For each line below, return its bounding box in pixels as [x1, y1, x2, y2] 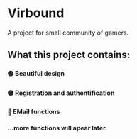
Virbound [7, 5, 65, 21]
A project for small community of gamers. [7, 28, 129, 37]
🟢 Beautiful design [7, 69, 65, 77]
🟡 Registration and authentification [7, 89, 115, 97]
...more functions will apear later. [7, 123, 108, 132]
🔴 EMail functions [7, 108, 60, 116]
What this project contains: [7, 49, 131, 61]
